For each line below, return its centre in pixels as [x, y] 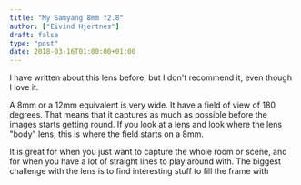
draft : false [34, 35]
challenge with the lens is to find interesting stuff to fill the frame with [139, 171]
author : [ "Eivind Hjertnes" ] [65, 26]
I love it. [24, 87]
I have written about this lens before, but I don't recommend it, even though [151, 77]
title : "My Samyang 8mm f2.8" [67, 18]
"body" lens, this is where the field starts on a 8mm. [107, 134]
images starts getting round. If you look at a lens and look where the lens [146, 125]
